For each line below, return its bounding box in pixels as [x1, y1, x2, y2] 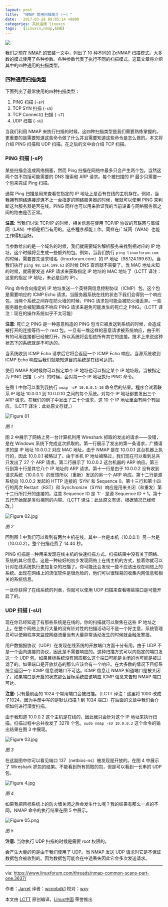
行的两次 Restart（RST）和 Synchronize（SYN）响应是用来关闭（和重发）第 [5, 484, 162, 490]
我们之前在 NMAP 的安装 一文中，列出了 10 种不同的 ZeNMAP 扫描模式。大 [5, 50, 158, 56]
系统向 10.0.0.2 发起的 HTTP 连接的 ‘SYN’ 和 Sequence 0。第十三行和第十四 [5, 478, 161, 484]
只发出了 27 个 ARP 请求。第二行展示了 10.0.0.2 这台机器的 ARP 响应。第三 [5, 459, 159, 465]
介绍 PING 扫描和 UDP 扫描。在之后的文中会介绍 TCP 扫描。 [5, 141, 129, 147]
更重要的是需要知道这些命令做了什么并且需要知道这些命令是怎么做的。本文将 [5, 135, 163, 141]
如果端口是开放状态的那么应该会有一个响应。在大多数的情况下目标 [22, 661, 158, 667]
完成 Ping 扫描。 [18, 180, 52, 186]
